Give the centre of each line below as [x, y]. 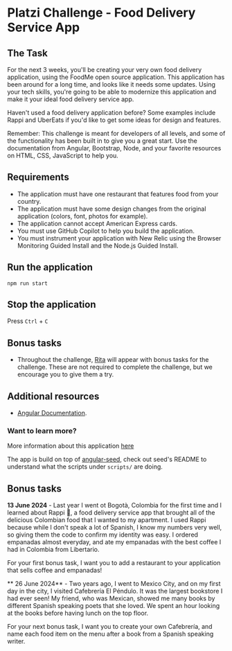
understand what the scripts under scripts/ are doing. [85, 467]
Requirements [38, 177]
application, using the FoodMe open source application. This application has [116, 77]
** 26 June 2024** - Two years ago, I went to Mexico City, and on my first [114, 584]
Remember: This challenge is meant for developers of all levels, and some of [116, 133]
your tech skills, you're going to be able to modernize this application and [112, 92]
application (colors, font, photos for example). [82, 216]
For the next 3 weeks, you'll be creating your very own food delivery [105, 70]
